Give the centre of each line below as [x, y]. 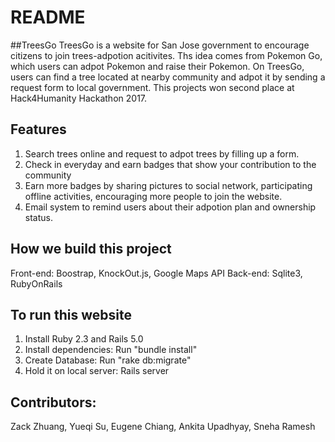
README [48, 17]
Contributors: [53, 402]
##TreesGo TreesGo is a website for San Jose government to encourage [160, 45]
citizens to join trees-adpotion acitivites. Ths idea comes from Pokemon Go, [166, 55]
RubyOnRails [36, 283]
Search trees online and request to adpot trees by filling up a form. [162, 153]
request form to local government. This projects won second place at [152, 87]
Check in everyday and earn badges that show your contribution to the [170, 164]
